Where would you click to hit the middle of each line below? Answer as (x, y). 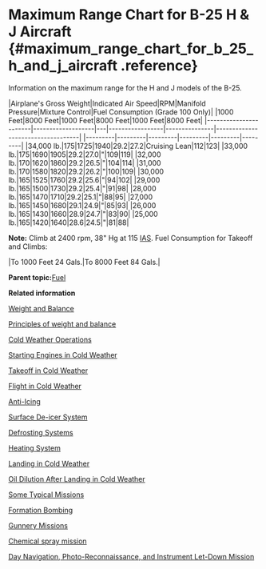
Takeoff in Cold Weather (48, 371)
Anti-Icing (25, 401)
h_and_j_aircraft (63, 66)
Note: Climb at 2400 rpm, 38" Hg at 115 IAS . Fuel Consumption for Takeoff (131, 238)
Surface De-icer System (48, 417)
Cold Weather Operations (50, 339)
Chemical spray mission (48, 541)
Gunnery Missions (38, 525)
